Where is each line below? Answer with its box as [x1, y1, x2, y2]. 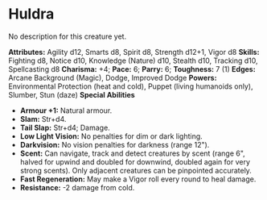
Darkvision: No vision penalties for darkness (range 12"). [19, 140, 210, 149]
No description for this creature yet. [8, 31, 127, 41]
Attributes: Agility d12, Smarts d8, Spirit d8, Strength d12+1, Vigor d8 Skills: [8, 47, 260, 56]
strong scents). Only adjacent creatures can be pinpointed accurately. [19, 165, 252, 175]
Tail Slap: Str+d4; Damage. [19, 123, 110, 132]
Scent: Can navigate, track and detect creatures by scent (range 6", [19, 148, 245, 158]
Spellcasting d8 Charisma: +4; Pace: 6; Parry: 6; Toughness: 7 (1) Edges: [8, 64, 256, 73]
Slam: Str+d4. [19, 114, 67, 123]
